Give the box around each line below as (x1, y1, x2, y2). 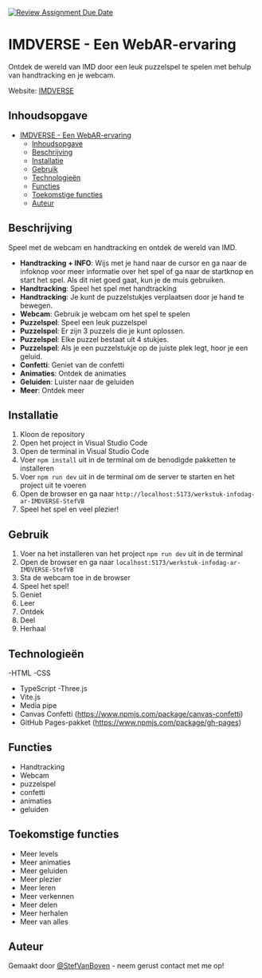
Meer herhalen (19, 908, 68, 918)
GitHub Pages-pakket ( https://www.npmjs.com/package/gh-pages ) (19, 718, 241, 727)
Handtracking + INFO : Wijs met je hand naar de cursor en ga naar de (19, 258, 247, 268)
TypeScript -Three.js (19, 684, 88, 693)
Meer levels (19, 849, 58, 858)
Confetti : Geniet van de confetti (19, 360, 125, 369)
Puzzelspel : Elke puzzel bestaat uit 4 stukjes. (19, 334, 170, 344)
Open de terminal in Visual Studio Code (19, 447, 150, 456)
